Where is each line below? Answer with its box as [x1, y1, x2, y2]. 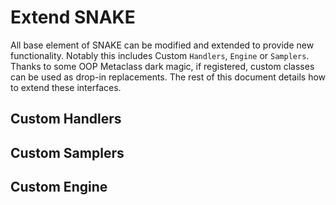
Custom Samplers [10, 144, 125, 161]
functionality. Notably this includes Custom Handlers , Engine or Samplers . [10, 49, 310, 61]
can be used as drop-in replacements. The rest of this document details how [10, 71, 327, 83]
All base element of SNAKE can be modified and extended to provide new [10, 39, 315, 51]
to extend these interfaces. [10, 81, 122, 93]
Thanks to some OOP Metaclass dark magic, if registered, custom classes [10, 60, 315, 72]
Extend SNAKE [10, 6, 136, 29]
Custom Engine [10, 179, 108, 196]
